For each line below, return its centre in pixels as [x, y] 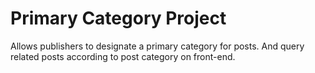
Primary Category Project [118, 18]
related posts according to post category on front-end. [123, 56]
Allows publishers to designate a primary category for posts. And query [157, 46]
